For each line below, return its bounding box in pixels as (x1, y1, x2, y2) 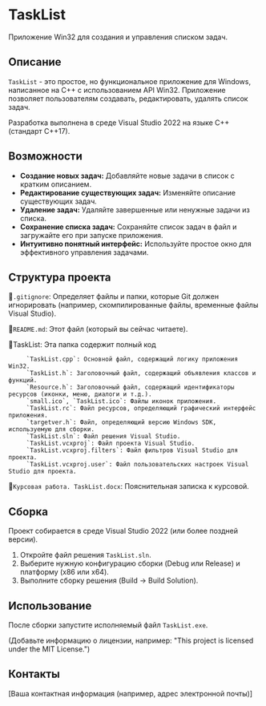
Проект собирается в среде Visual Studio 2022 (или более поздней (8, 526, 239, 536)
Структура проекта (8, 270, 111, 284)
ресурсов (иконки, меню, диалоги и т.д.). (8, 390, 152, 398)
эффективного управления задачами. (19, 247, 149, 257)
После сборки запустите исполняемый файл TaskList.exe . (8, 620, 208, 630)
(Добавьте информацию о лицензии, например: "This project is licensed (8, 635, 254, 645)
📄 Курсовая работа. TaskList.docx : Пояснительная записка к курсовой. (8, 482, 250, 491)
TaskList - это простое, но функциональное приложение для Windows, (8, 76, 251, 86)
